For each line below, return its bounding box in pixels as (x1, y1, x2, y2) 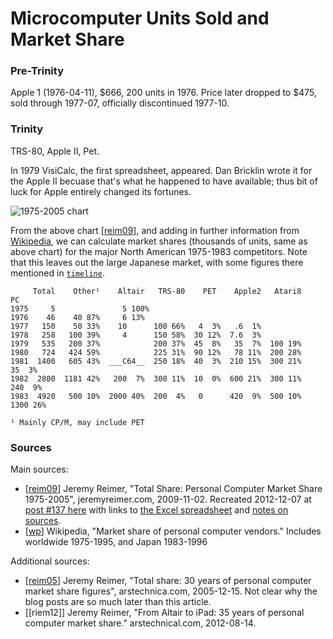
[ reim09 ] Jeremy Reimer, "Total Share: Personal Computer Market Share (24, 483, 323, 495)
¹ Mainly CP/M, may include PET (10, 417, 145, 427)
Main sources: (10, 463, 69, 476)
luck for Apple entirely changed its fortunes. (10, 185, 192, 197)
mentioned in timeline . (10, 267, 105, 279)
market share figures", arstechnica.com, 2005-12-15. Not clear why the (24, 585, 318, 597)
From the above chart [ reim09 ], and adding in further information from (10, 224, 300, 236)
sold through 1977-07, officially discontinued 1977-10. (10, 97, 230, 109)
